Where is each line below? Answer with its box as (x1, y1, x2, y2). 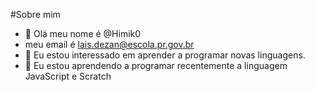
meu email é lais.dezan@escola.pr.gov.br (24, 39, 195, 50)
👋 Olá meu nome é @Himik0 (24, 28, 142, 39)
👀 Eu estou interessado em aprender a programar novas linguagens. (24, 49, 306, 61)
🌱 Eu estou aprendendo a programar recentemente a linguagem (24, 60, 288, 71)
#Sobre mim (10, 9, 61, 20)
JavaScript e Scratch (24, 70, 112, 82)
